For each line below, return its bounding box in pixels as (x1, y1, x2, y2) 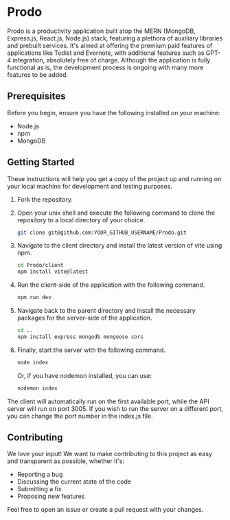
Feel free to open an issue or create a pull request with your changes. (7, 506, 204, 514)
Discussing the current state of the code (16, 477, 132, 486)
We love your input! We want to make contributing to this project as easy (7, 450, 213, 458)
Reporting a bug (16, 471, 63, 479)
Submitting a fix (16, 485, 62, 493)
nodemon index (16, 385, 58, 392)
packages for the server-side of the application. (16, 314, 152, 322)
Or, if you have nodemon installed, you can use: (16, 371, 152, 379)
